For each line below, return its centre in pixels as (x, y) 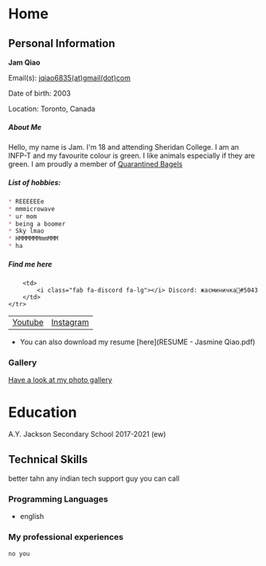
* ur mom (23, 216)
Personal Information (62, 43)
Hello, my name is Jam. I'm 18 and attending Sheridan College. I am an (124, 147)
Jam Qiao (24, 62)
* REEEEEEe (26, 201)
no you (19, 554)
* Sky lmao (26, 231)
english (32, 517)
